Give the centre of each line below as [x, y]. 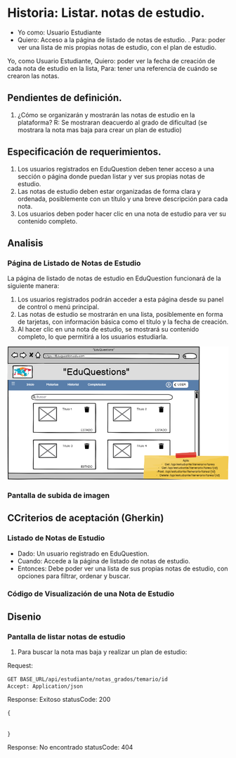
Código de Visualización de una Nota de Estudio [91, 594]
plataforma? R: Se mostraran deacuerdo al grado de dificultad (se [112, 122]
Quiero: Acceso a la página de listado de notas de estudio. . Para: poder [122, 39]
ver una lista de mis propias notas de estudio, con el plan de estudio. [117, 47]
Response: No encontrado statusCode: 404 [70, 747]
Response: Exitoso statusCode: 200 [59, 700]
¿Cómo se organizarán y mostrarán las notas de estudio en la [106, 115]
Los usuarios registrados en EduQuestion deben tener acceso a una [116, 169]
